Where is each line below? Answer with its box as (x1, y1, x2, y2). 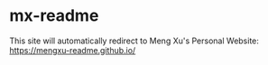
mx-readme (9, 5, 99, 26)
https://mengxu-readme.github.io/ (9, 44, 136, 55)
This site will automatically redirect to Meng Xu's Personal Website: (9, 35, 260, 46)
